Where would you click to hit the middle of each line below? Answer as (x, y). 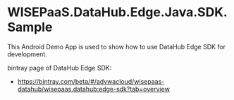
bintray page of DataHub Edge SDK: (60, 68)
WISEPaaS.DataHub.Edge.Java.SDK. (117, 12)
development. (27, 54)
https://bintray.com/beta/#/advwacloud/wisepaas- (91, 81)
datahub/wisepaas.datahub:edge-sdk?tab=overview (94, 89)
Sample (30, 27)
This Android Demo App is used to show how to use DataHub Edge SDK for (117, 46)
